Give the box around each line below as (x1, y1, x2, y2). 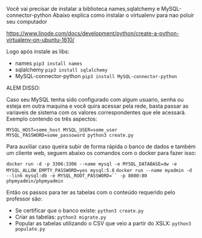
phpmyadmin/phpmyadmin (6, 178, 64, 184)
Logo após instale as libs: (6, 48, 70, 55)
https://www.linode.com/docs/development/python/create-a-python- (6, 30, 180, 37)
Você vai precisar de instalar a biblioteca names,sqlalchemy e (6, 5, 160, 12)
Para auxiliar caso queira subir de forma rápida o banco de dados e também (6, 143, 196, 150)
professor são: (6, 195, 42, 202)
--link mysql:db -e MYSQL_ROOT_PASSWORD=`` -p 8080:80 (6, 173, 148, 179)
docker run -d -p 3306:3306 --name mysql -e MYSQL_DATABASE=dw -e (6, 161, 177, 167)
